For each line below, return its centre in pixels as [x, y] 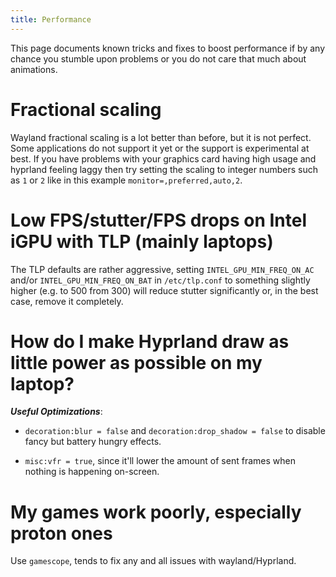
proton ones [61, 533]
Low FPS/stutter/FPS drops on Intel [159, 220]
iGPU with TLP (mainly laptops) [142, 241]
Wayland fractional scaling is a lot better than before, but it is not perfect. [161, 137]
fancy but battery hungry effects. [93, 442]
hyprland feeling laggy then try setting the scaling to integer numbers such [164, 169]
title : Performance [51, 19]
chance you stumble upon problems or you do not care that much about [158, 58]
